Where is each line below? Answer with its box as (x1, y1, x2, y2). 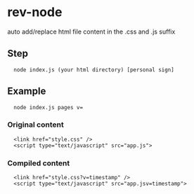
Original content (7, 120, 65, 130)
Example (7, 85, 46, 97)
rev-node (7, 4, 63, 20)
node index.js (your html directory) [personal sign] (13, 66, 174, 74)
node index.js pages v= (13, 104, 83, 111)
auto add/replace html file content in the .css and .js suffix (7, 27, 176, 36)
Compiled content (7, 158, 70, 168)
